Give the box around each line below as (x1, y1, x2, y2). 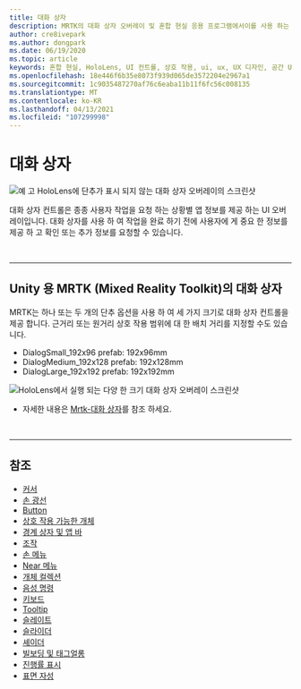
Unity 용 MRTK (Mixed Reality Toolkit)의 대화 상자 (9, 281, 282, 296)
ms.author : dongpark (9, 38, 87, 47)
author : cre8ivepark (9, 30, 87, 38)
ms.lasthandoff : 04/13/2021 (9, 105, 115, 114)
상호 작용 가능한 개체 (21, 515, 95, 526)
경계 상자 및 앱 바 (21, 526, 82, 537)
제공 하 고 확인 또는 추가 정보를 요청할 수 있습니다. (9, 227, 184, 238)
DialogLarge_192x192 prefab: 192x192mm (21, 366, 175, 377)
